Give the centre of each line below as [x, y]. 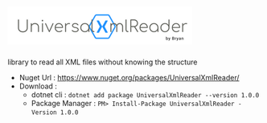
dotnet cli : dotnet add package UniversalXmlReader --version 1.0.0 [145, 94]
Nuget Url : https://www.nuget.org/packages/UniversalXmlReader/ [129, 77]
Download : [38, 86]
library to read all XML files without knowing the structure [103, 62]
